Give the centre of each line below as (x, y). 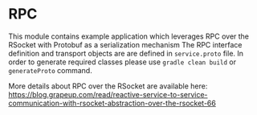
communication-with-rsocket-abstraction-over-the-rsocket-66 (112, 103)
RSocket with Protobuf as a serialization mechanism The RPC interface (125, 44)
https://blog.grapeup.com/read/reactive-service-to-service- (108, 94)
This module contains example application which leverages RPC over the (129, 36)
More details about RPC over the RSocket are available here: (108, 86)
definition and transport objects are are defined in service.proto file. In (126, 53)
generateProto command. (50, 70)
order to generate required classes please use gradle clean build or (122, 62)
